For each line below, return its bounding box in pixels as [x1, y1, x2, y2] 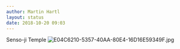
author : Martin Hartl [6, 8, 60, 15]
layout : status [6, 14, 44, 20]
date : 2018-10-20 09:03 [6, 20, 66, 26]
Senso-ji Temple [6, 36, 47, 44]
